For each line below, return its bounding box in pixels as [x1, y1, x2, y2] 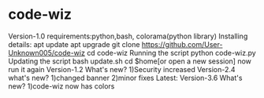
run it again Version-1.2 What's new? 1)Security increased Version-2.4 [8, 64, 236, 74]
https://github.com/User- [141, 39, 223, 49]
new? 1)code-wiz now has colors [8, 81, 115, 91]
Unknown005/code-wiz [8, 48, 85, 57]
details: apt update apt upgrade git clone [8, 39, 140, 49]
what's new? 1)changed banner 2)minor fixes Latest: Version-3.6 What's [8, 73, 243, 82]
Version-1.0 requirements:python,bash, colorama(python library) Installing [8, 31, 248, 41]
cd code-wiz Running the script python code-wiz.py [86, 48, 256, 57]
